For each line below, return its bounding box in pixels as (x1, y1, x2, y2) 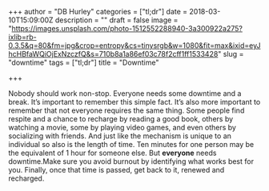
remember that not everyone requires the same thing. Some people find (8, 105, 245, 115)
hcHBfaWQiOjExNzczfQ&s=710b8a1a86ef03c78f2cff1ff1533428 (8, 50, 219, 58)
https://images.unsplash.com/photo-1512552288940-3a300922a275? (11, 24, 243, 33)
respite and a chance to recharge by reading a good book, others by (8, 114, 234, 123)
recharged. (8, 173, 45, 183)
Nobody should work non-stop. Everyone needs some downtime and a (8, 89, 242, 98)
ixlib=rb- (8, 32, 38, 42)
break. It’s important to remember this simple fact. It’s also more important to (8, 97, 261, 106)
